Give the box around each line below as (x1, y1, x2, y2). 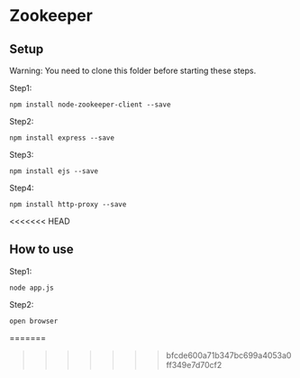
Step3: (9, 150, 34, 160)
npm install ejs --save (9, 167, 99, 176)
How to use (9, 242, 74, 257)
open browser (9, 317, 59, 326)
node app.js (9, 283, 54, 292)
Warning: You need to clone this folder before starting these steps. (9, 65, 257, 76)
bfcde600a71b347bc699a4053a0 (166, 349, 292, 361)
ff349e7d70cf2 (166, 359, 223, 370)
